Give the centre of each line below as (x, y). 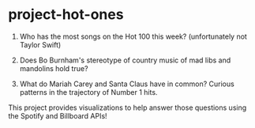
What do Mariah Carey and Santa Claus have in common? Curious (127, 84)
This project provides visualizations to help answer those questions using (127, 107)
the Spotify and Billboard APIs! (58, 115)
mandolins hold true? (54, 68)
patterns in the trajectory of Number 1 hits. (88, 92)
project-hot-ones (66, 15)
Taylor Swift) (40, 44)
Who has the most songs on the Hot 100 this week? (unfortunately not (133, 36)
